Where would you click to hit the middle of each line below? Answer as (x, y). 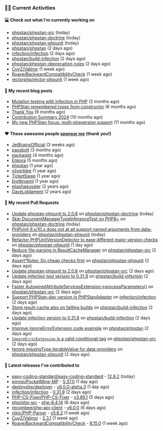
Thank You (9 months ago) (38, 112)
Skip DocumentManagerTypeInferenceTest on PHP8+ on (68, 219)
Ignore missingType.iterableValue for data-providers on (67, 349)
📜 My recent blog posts (29, 91)
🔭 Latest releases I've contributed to (42, 365)
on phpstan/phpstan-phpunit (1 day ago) (52, 245)
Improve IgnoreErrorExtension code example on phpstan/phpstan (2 (80, 328)
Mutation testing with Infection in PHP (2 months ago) (66, 101)
